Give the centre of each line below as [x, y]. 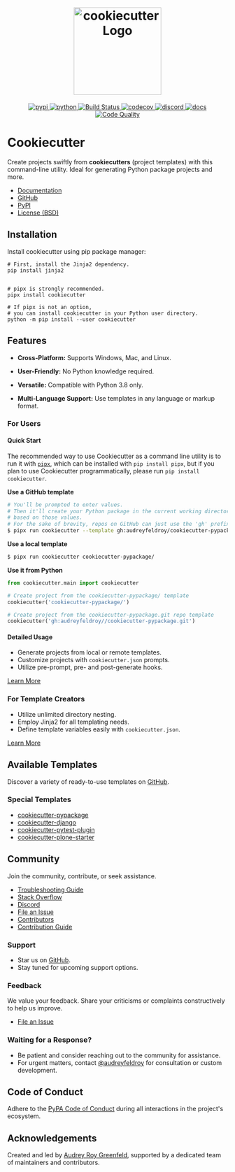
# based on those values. [45, 517]
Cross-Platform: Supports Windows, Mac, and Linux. [94, 357]
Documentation [40, 190]
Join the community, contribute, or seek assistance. [82, 876]
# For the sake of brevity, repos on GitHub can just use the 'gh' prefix [119, 524]
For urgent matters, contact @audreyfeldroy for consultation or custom [120, 1062]
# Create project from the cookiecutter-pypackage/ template [98, 595]
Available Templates [52, 765]
